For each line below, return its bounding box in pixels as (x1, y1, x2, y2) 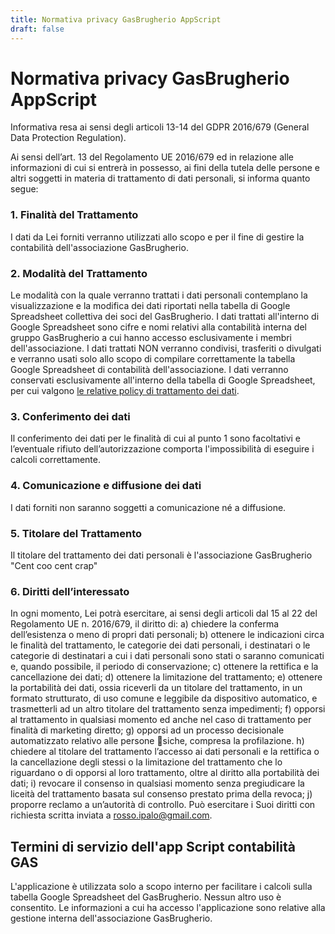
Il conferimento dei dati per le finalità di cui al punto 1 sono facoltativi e (10, 432, 301, 445)
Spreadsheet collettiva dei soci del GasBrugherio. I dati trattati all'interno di (10, 311, 320, 323)
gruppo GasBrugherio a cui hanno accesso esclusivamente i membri (10, 332, 293, 344)
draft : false (10, 24, 65, 34)
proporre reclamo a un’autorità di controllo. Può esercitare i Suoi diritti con (10, 799, 316, 811)
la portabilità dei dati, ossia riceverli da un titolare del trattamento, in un (10, 682, 303, 694)
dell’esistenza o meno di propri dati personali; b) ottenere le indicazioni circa (10, 629, 325, 641)
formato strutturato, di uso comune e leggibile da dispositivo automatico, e (10, 692, 318, 705)
